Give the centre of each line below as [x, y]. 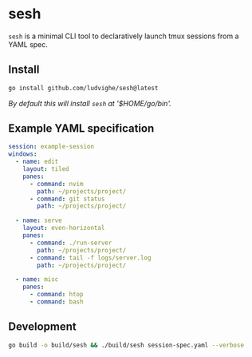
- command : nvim [56, 184]
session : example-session [51, 147]
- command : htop [56, 295]
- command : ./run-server [71, 243]
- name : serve [39, 220]
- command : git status [67, 199]
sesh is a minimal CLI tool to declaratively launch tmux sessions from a [124, 36]
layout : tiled [46, 169]
